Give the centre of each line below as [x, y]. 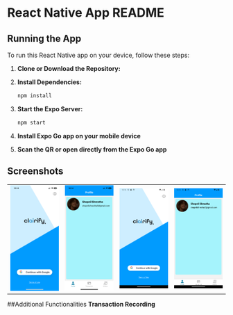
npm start [32, 122]
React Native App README [86, 13]
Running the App [44, 39]
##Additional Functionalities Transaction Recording [81, 304]
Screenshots [35, 171]
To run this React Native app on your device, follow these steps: [98, 55]
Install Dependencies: [49, 82]
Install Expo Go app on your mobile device [79, 136]
